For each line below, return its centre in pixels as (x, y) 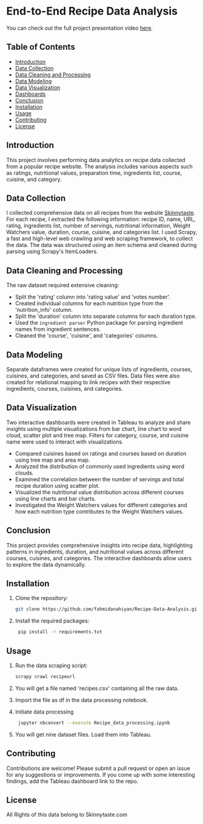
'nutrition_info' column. (44, 310)
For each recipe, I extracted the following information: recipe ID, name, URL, (101, 219)
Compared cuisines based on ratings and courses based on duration (101, 453)
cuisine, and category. (34, 179)
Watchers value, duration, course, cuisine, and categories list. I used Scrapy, (102, 232)
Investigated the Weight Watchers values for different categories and (101, 505)
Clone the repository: (42, 598)
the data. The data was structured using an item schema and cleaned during (101, 245)
